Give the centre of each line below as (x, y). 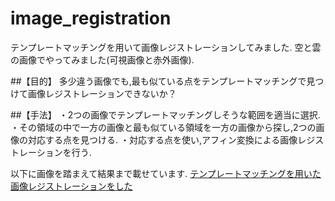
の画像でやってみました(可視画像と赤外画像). (102, 59)
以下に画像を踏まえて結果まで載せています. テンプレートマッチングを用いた (166, 173)
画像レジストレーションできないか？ (102, 93)
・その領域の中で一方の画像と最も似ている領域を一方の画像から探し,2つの (163, 127)
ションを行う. (64, 152)
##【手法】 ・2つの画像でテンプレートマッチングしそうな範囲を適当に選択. (165, 114)
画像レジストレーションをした (71, 186)
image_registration (91, 18)
